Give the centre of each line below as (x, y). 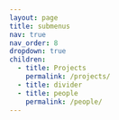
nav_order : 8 (34, 43)
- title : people (48, 93)
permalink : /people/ (64, 102)
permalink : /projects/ (68, 77)
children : (28, 60)
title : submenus (40, 26)
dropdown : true (38, 51)
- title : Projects (52, 69)
